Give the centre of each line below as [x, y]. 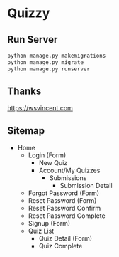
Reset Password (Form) [62, 201]
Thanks [24, 91]
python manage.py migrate [45, 62]
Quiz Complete [61, 246]
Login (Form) [47, 155]
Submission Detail [86, 186]
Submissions [68, 178]
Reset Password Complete [67, 216]
